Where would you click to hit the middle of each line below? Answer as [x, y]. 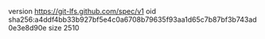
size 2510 [64, 28]
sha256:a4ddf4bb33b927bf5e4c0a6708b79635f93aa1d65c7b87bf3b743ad [132, 19]
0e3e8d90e [27, 28]
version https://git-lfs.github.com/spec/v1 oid [82, 11]
